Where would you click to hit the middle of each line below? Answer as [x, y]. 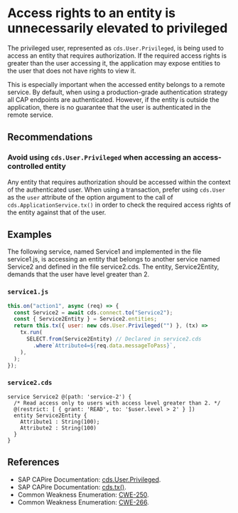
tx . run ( [31, 333]
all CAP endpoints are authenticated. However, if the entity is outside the [113, 99]
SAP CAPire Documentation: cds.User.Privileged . [89, 480]
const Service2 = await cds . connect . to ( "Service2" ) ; [93, 312]
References [33, 462]
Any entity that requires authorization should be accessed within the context [119, 182]
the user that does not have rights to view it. [72, 71]
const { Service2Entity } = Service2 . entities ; [86, 319]
